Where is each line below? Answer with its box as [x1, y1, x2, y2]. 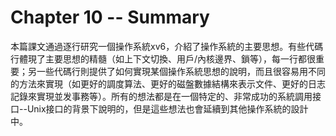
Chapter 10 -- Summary [10, 6, 210, 29]
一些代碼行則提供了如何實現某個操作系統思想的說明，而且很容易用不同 [36, 65, 326, 77]
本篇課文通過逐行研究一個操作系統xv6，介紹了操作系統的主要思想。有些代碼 [10, 40, 324, 52]
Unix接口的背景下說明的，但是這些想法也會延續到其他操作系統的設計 [26, 102, 309, 115]
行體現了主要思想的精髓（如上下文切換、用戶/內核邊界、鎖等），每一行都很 [10, 52, 317, 65]
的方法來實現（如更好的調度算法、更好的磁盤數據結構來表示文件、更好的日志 [10, 77, 326, 90]
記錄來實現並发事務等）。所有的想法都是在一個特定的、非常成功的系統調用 [10, 90, 313, 102]
